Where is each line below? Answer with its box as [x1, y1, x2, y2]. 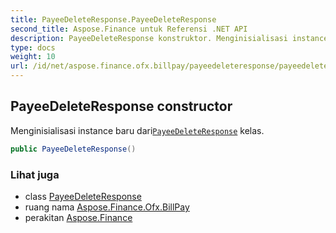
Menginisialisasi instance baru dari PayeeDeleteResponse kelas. [10, 124, 265, 136]
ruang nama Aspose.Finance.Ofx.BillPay [24, 201, 190, 213]
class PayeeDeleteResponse [24, 190, 142, 202]
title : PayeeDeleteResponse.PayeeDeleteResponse [10, 14, 217, 25]
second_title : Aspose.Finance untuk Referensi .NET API [10, 24, 248, 34]
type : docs [10, 42, 56, 53]
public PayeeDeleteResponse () [10, 144, 137, 154]
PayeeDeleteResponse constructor [10, 98, 233, 115]
